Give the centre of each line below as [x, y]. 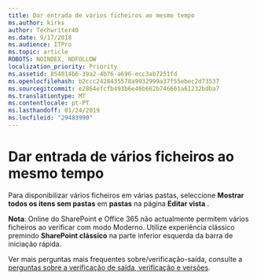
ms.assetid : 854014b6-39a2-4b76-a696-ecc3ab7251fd [93, 74]
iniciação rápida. [35, 244]
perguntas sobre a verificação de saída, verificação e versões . [109, 267]
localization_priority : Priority [63, 67]
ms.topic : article [38, 52]
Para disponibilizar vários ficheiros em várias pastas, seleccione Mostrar [126, 195]
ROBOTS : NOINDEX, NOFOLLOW [52, 60]
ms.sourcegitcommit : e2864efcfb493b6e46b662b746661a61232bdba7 [114, 88]
